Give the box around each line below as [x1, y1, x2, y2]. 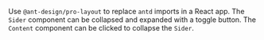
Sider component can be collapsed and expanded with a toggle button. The [8, 15, 257, 24]
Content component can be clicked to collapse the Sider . [8, 24, 195, 32]
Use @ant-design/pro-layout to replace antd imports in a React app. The [8, 7, 245, 16]
